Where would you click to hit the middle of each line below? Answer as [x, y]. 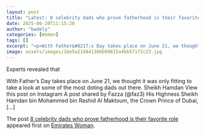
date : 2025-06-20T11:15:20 [41, 23]
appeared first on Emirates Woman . [51, 125]
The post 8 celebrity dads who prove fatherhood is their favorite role [92, 119]
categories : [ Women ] [33, 35]
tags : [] [17, 40]
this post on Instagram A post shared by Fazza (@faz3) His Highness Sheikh [102, 94]
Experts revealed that [33, 69]
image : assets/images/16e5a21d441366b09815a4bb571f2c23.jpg [85, 52]
